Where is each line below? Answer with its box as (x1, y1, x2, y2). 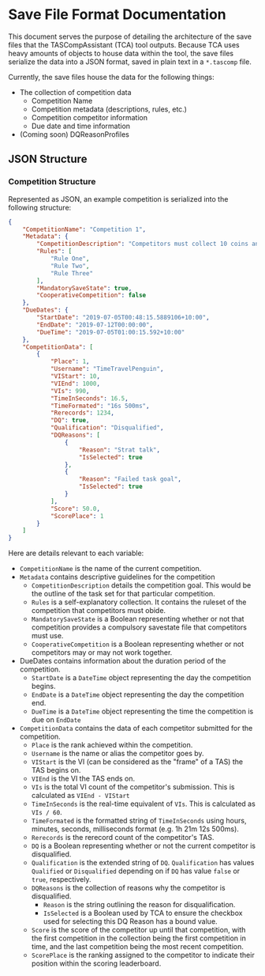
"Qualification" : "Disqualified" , (50, 424, 164, 432)
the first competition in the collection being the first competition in (31, 933, 246, 943)
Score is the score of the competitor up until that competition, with (31, 925, 246, 935)
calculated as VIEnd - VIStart (31, 791, 130, 800)
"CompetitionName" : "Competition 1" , (22, 225, 147, 233)
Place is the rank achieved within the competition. (31, 740, 193, 750)
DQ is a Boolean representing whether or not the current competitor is (31, 841, 256, 851)
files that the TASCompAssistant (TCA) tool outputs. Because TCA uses (8, 40, 240, 49)
